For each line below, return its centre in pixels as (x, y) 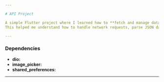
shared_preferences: (34, 69)
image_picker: (27, 64)
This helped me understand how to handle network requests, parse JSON (79, 27)
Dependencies (23, 48)
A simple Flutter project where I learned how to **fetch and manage (77, 22)
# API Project (20, 14)
